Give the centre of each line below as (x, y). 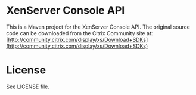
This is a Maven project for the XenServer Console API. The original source (98, 27)
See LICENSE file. (28, 87)
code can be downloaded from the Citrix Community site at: (80, 33)
